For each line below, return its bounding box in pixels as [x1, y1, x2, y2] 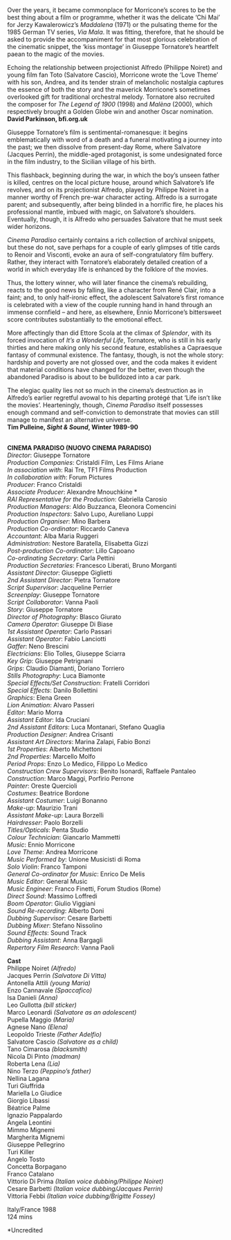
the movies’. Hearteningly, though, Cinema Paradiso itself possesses [7, 401, 203, 409]
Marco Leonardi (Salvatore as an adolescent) [7, 1008, 137, 1016]
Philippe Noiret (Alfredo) [7, 964, 77, 972]
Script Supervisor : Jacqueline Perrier [7, 584, 113, 591]
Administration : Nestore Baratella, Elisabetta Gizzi [7, 539, 149, 547]
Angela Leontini [7, 1118, 52, 1127]
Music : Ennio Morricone [7, 840, 75, 849]
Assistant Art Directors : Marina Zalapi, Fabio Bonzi [7, 738, 151, 746]
